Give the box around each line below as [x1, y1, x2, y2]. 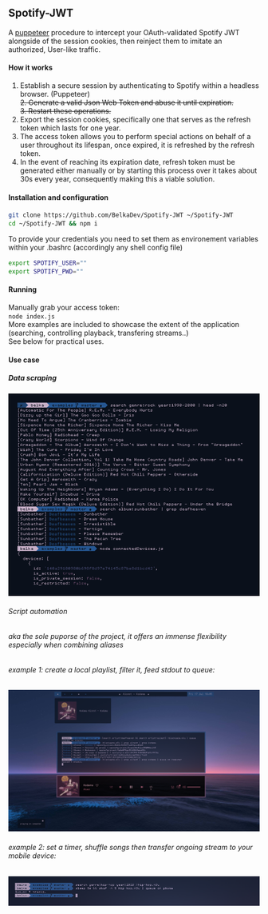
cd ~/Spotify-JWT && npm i [8, 220, 98, 228]
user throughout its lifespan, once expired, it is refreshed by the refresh [19, 140, 255, 150]
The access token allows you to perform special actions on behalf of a [19, 132, 251, 142]
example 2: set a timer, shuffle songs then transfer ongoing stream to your [8, 842, 254, 852]
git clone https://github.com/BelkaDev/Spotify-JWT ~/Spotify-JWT [8, 211, 234, 219]
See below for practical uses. [8, 336, 104, 346]
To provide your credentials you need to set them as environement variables [8, 233, 259, 243]
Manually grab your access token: [8, 302, 120, 312]
